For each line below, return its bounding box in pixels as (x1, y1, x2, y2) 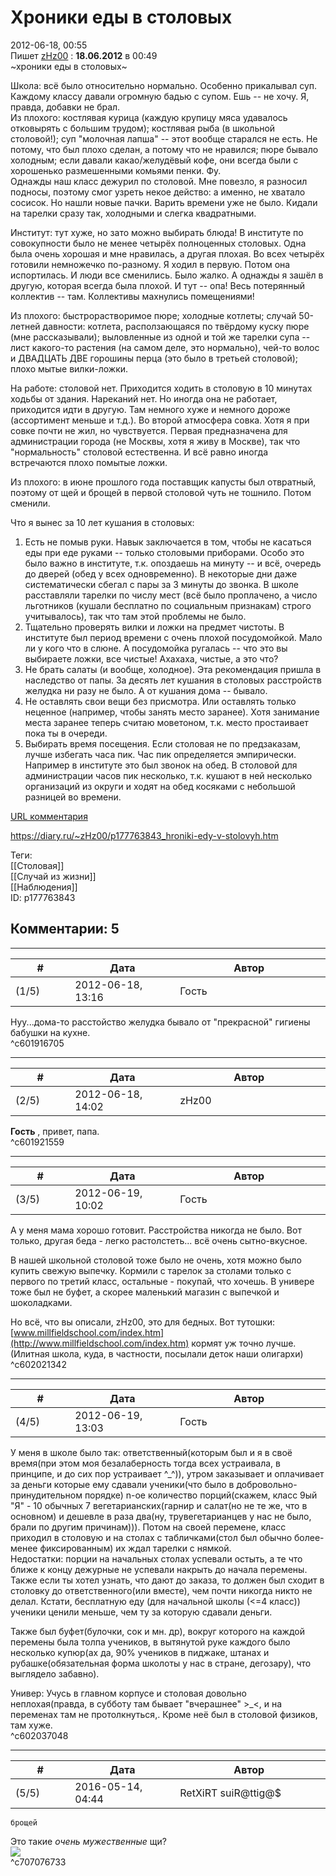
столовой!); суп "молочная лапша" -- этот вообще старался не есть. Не (10, 132, 318, 145)
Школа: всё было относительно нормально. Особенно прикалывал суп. (10, 79, 318, 91)
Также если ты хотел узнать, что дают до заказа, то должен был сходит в (10, 1574, 325, 1586)
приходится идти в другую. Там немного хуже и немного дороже (10, 403, 291, 415)
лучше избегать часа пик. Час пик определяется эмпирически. (24, 748, 297, 760)
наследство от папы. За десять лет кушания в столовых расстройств (24, 674, 322, 686)
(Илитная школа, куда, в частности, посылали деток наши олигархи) (10, 1347, 304, 1360)
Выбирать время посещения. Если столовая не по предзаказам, (24, 737, 302, 750)
